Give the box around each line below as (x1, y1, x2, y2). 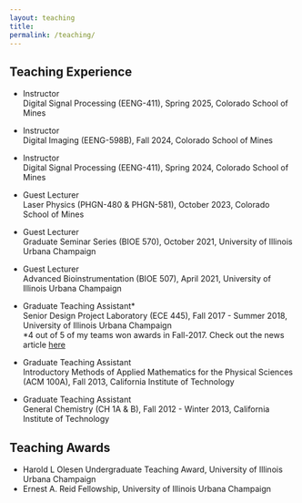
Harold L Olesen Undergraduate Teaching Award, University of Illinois (22, 464, 284, 475)
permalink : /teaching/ (9, 30, 96, 39)
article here (22, 339, 66, 351)
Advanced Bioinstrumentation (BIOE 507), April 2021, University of (22, 273, 271, 284)
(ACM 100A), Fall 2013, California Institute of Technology (22, 376, 235, 387)
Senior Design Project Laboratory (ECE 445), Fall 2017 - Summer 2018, (22, 311, 288, 322)
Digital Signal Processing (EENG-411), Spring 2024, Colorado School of (22, 162, 289, 173)
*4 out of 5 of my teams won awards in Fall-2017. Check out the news (22, 330, 285, 341)
